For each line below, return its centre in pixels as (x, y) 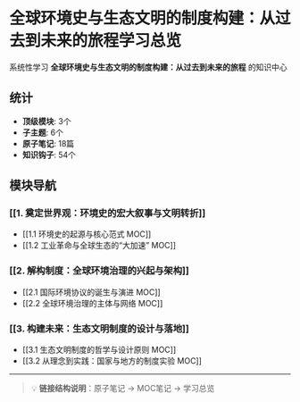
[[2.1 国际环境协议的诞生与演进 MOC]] (91, 292)
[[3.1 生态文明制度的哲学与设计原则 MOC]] (99, 350)
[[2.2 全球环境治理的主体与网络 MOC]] (92, 303)
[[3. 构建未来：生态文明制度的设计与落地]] (99, 329)
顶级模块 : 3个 (46, 121)
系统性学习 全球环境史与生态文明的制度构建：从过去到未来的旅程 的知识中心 (148, 67)
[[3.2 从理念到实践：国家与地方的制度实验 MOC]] (112, 361)
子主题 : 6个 (43, 132)
